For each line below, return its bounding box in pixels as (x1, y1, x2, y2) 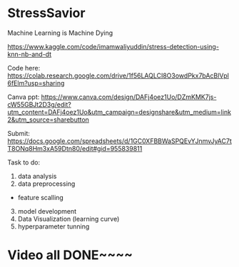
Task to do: (7, 158, 41, 167)
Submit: (7, 129, 31, 137)
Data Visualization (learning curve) (17, 214, 120, 223)
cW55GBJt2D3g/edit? (7, 100, 71, 108)
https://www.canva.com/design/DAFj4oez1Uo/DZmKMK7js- (41, 93, 217, 101)
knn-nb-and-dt (7, 50, 52, 58)
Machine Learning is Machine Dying (7, 28, 113, 37)
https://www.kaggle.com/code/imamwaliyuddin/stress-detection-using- (7, 42, 220, 51)
